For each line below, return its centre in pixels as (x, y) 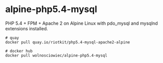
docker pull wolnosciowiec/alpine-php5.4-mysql (56, 55)
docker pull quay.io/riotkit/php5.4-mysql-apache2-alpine (68, 42)
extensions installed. (27, 28)
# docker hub (19, 51)
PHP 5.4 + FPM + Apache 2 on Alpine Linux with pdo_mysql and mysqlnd (81, 23)
